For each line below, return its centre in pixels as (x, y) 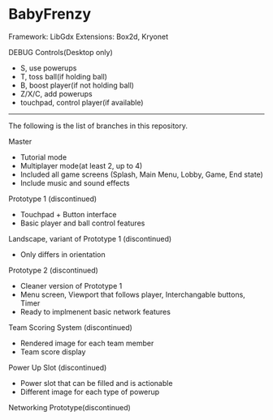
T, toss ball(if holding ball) (64, 76)
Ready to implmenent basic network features (95, 311)
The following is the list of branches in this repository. (98, 126)
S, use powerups (48, 68)
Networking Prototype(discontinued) (70, 407)
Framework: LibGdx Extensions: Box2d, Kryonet (89, 36)
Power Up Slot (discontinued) (58, 367)
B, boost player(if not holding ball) (77, 85)
